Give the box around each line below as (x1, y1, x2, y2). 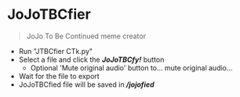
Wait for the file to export (18, 71, 100, 81)
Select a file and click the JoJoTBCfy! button (18, 55, 165, 64)
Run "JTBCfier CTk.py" (18, 46, 93, 56)
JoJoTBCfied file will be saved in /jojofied (18, 80, 155, 89)
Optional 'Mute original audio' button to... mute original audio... (30, 63, 233, 72)
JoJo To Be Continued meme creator (26, 31, 147, 41)
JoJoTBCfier (7, 5, 91, 23)
